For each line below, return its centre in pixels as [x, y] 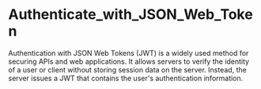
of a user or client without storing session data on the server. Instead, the [127, 69]
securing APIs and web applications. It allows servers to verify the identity [129, 61]
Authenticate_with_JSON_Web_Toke [130, 15]
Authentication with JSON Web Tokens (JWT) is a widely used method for [129, 53]
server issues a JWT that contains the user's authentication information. [126, 78]
